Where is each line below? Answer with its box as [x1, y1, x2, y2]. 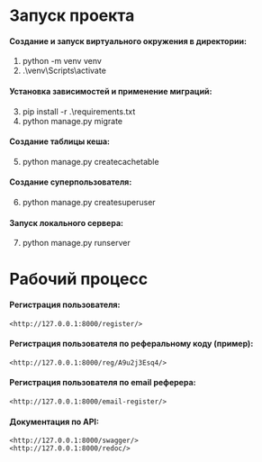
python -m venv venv [22, 56, 102, 67]
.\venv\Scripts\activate [22, 65, 106, 77]
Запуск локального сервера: [9, 217, 124, 228]
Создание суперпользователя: [9, 177, 132, 187]
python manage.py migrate [22, 115, 123, 126]
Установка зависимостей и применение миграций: [9, 86, 212, 96]
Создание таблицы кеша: [9, 136, 111, 147]
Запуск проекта [9, 5, 135, 26]
